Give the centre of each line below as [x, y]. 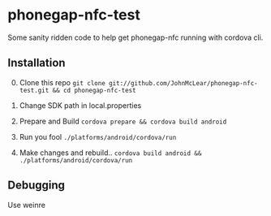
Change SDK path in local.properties [80, 105]
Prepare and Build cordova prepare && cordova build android [123, 121]
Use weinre [27, 205]
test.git [34, 90]
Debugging [37, 186]
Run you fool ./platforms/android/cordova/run [98, 136]
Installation [37, 63]
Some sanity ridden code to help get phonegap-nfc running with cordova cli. [135, 37]
